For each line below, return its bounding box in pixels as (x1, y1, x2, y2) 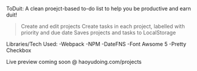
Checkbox (6, 47, 32, 54)
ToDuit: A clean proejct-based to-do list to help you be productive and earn (6, 5, 191, 12)
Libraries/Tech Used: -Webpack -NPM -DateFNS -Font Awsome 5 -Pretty (6, 41, 187, 47)
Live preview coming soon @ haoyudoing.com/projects (6, 59, 142, 65)
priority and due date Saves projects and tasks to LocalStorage (20, 29, 176, 36)
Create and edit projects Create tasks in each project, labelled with (20, 23, 185, 30)
